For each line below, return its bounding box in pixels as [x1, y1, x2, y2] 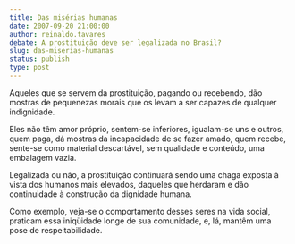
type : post [9, 63, 50, 72]
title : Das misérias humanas [9, 13, 118, 22]
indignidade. [9, 106, 55, 117]
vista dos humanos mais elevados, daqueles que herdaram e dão [9, 179, 249, 189]
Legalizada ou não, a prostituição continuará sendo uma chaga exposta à [9, 169, 279, 180]
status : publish [9, 55, 70, 63]
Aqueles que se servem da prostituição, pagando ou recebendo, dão [9, 87, 263, 98]
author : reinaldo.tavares [9, 29, 105, 38]
